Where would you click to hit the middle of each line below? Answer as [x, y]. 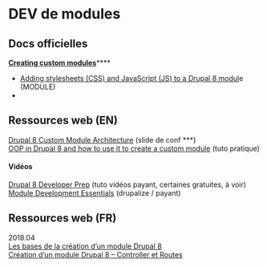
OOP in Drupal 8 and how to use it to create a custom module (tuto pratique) [134, 148]
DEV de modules [65, 14]
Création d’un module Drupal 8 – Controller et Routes [95, 254]
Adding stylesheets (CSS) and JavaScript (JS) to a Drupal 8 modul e [131, 78]
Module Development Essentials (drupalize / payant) [95, 193]
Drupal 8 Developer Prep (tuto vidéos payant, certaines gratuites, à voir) [127, 184]
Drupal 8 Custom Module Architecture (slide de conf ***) [102, 140]
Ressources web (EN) [63, 121]
